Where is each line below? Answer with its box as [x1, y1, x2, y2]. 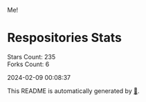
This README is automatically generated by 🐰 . [7, 86, 140, 95]
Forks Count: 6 [7, 60, 50, 68]
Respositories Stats [7, 30, 122, 45]
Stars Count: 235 [7, 52, 56, 61]
